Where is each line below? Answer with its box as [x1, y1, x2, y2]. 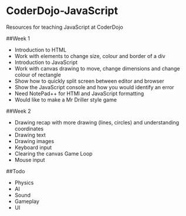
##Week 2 [6, 107, 31, 114]
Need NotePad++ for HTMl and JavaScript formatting [14, 90, 144, 97]
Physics [14, 179, 34, 186]
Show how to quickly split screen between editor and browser [14, 77, 164, 85]
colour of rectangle [14, 71, 62, 78]
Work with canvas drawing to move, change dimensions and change [14, 65, 180, 72]
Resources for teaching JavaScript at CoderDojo [6, 23, 123, 31]
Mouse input [14, 156, 45, 163]
